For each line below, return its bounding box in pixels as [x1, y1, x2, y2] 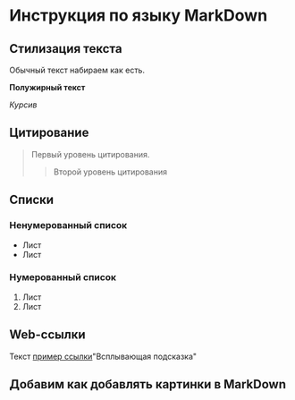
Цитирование [9, 125, 89, 140]
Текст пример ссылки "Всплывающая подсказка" [9, 351, 198, 362]
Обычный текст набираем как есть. [9, 64, 146, 75]
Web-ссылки [9, 328, 86, 343]
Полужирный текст [9, 82, 86, 92]
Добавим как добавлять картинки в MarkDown [9, 377, 286, 392]
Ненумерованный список [9, 219, 128, 232]
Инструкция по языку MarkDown [9, 5, 268, 26]
